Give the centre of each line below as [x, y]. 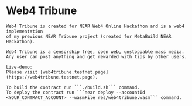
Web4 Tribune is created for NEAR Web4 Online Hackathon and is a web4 [95, 26]
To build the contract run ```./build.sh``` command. [73, 87]
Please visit [22, 72]
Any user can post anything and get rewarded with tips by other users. [97, 56]
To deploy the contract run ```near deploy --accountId [76, 92]
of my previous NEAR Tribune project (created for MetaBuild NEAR [89, 36]
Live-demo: [19, 67]
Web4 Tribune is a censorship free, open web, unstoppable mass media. [95, 52]
